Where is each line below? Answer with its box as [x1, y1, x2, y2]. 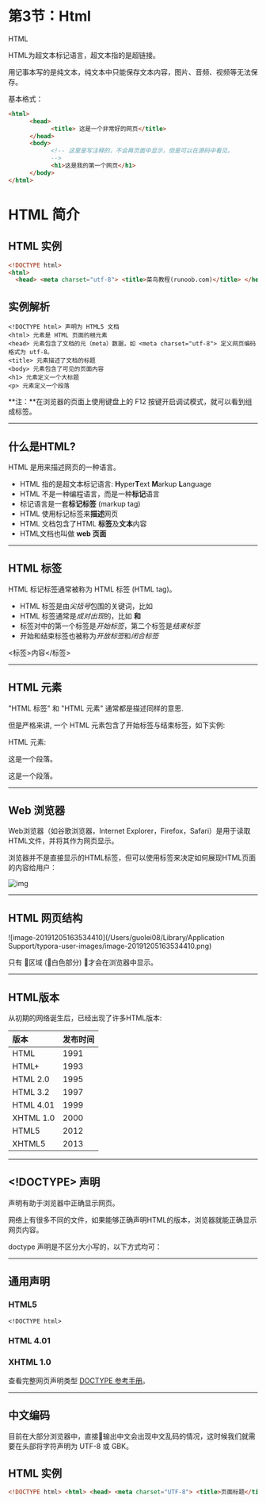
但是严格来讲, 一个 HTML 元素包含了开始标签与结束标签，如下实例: [8, 720, 226, 730]
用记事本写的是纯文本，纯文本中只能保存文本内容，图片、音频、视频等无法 [8, 67, 251, 76]
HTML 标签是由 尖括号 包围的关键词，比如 [19, 601, 153, 611]
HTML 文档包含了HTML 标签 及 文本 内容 [19, 518, 147, 528]
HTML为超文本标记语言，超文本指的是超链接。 [8, 50, 161, 60]
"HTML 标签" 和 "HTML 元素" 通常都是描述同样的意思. [8, 703, 184, 713]
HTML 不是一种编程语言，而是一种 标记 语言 [19, 489, 160, 499]
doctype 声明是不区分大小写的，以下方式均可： [8, 1242, 162, 1251]
